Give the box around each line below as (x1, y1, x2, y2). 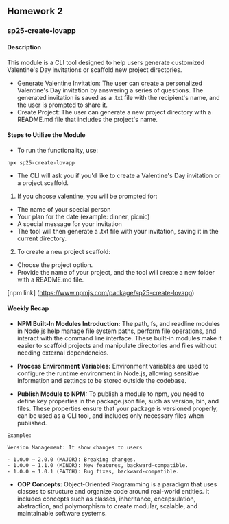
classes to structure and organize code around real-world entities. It (16, 487, 210, 495)
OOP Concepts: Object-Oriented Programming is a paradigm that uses (16, 479, 217, 488)
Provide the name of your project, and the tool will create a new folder (16, 268, 215, 276)
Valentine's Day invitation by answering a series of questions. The (16, 86, 204, 95)
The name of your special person (16, 205, 111, 213)
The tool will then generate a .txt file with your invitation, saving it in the (16, 227, 219, 235)
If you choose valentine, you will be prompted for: (16, 192, 158, 200)
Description (7, 42, 42, 51)
